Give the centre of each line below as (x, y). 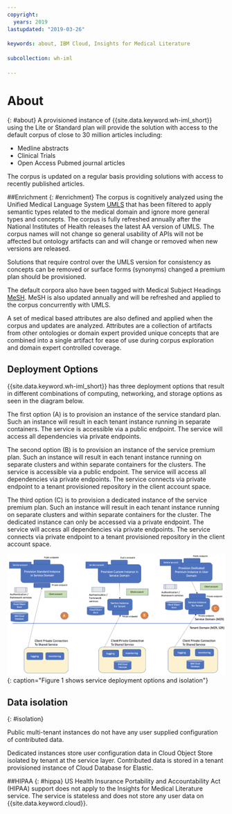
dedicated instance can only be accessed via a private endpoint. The (106, 522)
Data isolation (37, 702)
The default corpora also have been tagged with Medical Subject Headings (114, 290)
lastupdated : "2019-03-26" (46, 29)
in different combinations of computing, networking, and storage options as (115, 393)
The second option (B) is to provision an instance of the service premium (111, 449)
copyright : (23, 15)
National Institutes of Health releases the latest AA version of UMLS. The (111, 226)
